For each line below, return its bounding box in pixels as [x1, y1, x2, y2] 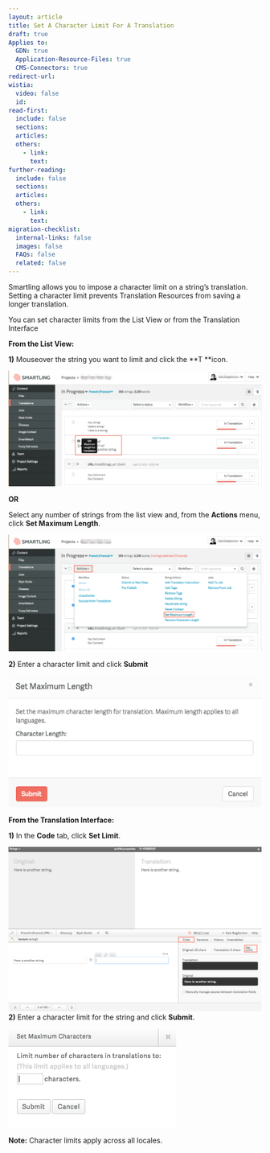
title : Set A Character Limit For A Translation [8, 21, 174, 30]
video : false [15, 89, 59, 97]
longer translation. [8, 299, 69, 309]
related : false [15, 259, 67, 267]
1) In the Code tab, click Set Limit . [8, 830, 121, 840]
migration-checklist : [8, 225, 81, 233]
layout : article [8, 13, 63, 21]
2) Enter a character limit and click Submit [8, 659, 149, 669]
